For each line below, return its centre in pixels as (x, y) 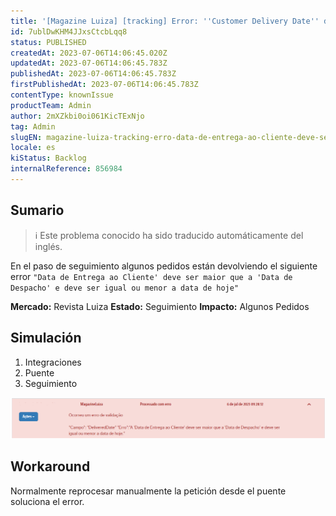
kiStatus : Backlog (48, 158)
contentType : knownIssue (62, 95)
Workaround (50, 466)
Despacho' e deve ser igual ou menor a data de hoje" (125, 288)
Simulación (46, 338)
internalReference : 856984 (66, 169)
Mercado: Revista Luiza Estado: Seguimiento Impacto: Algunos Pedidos (160, 306)
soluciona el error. (47, 501)
